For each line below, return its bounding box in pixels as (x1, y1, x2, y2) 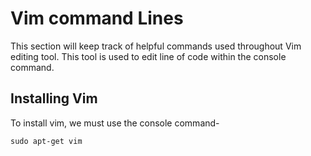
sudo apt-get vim (10, 136, 83, 146)
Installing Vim (10, 90, 98, 107)
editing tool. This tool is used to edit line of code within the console (10, 50, 287, 62)
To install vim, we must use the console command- (10, 117, 220, 129)
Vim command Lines (10, 7, 184, 30)
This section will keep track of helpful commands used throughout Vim (10, 40, 302, 52)
